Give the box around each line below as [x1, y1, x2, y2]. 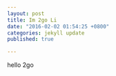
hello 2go [7, 61, 35, 69]
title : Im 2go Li [7, 17, 57, 23]
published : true [7, 36, 54, 43]
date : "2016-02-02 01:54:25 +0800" [7, 23, 110, 30]
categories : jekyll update [7, 29, 85, 37]
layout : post [7, 10, 45, 17]
